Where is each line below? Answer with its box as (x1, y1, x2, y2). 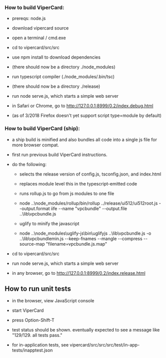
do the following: (11, 161, 47, 167)
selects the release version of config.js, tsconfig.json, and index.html (19, 171, 161, 177)
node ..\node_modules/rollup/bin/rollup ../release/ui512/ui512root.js (19, 200, 158, 206)
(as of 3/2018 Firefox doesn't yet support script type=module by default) (11, 112, 162, 119)
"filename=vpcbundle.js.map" (45, 241, 107, 247)
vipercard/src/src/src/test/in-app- (69, 342, 140, 348)
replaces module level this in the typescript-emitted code (19, 181, 137, 187)
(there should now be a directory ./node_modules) (11, 64, 115, 70)
